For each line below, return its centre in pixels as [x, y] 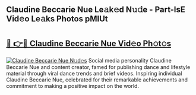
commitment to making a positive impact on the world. [73, 86]
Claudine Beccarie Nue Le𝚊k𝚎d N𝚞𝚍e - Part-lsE [96, 10]
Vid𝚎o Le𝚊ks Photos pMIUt [57, 19]
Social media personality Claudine [130, 60]
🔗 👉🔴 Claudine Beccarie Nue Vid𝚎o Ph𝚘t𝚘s [89, 43]
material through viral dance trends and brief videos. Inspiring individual [94, 73]
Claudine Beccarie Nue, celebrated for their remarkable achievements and [97, 80]
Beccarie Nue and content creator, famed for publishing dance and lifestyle [98, 67]
